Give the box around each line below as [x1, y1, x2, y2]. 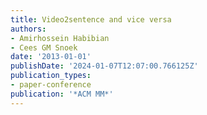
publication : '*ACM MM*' [10, 89, 114, 99]
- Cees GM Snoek [10, 42, 78, 53]
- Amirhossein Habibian [10, 33, 110, 43]
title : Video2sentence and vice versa [10, 14, 172, 25]
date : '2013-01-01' [10, 52, 92, 62]
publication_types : [10, 71, 92, 81]
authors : [10, 24, 47, 34]
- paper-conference [10, 80, 92, 90]
